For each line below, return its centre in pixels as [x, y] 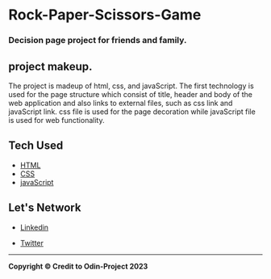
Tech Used [36, 146]
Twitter [32, 243]
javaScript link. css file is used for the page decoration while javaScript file [132, 112]
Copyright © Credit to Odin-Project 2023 [78, 266]
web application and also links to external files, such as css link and [121, 103]
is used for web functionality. [56, 120]
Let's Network [45, 208]
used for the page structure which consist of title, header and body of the [130, 94]
